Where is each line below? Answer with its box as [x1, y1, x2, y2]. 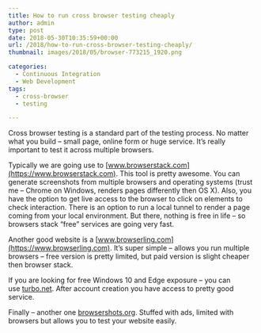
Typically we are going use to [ [8, 160, 108, 170]
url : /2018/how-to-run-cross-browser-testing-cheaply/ [8, 41, 193, 49]
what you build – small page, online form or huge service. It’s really [8, 136, 226, 147]
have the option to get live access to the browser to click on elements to [8, 194, 243, 204]
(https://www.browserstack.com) [8, 169, 116, 178]
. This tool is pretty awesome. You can [115, 169, 240, 178]
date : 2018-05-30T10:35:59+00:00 [8, 33, 119, 42]
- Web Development [15, 77, 77, 86]
